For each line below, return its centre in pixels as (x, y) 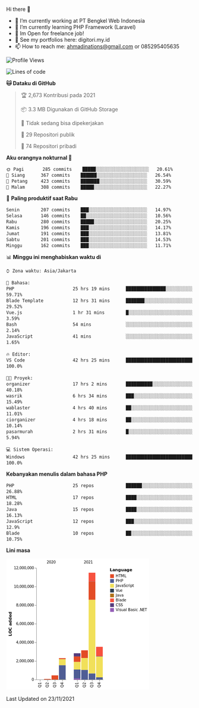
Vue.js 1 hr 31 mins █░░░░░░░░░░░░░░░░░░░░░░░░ (99, 313)
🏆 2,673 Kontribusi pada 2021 (58, 95)
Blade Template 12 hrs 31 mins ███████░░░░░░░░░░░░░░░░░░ (99, 301)
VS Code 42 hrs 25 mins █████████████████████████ (99, 360)
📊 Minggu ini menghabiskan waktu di (54, 257)
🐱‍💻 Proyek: (20, 378)
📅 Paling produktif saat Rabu (42, 198)
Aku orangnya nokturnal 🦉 (39, 157)
